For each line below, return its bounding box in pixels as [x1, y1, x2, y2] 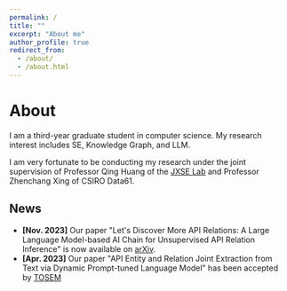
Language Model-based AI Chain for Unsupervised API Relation [21, 234, 256, 245]
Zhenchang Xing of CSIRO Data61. [9, 175, 135, 186]
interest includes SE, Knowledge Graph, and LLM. [9, 139, 191, 150]
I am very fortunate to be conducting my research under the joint [9, 156, 247, 167]
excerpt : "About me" [9, 29, 86, 38]
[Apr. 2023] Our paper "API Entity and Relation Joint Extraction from [21, 253, 273, 263]
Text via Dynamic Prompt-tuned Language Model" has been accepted [21, 263, 278, 273]
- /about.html [17, 63, 69, 72]
